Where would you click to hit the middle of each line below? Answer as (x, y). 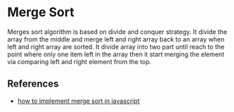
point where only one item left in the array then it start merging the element (116, 54)
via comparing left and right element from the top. (79, 61)
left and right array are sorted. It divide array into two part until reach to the (116, 46)
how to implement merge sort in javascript (78, 101)
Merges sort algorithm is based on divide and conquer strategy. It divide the (117, 32)
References (33, 84)
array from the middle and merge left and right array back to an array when (116, 39)
